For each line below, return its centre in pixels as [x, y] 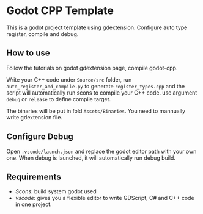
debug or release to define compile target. [59, 99]
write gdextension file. [35, 117]
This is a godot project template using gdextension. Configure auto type [97, 27]
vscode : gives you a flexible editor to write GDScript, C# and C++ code [105, 198]
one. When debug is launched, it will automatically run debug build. [91, 158]
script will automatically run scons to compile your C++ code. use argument [102, 93]
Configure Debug [40, 137]
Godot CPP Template [60, 11]
